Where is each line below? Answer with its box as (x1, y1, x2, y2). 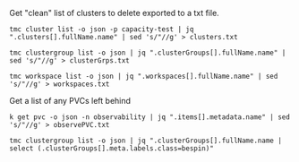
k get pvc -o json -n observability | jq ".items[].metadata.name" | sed (9, 113, 291, 122)
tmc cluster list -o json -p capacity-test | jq (9, 25, 194, 34)
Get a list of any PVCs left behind (9, 96, 132, 106)
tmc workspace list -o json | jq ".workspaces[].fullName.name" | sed (9, 72, 278, 81)
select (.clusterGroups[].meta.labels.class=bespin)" (9, 144, 215, 153)
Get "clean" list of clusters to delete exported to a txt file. (9, 8, 219, 18)
